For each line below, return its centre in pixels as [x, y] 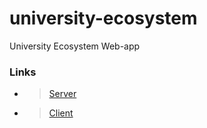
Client [61, 113]
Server [62, 94]
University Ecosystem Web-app [75, 46]
